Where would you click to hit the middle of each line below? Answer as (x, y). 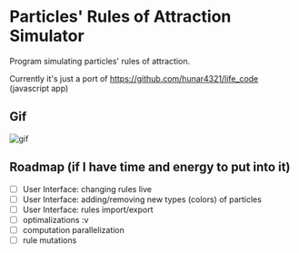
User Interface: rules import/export (88, 209)
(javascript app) (39, 88)
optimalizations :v (55, 219)
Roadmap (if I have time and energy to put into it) (150, 167)
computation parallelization (74, 229)
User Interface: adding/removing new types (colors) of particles (142, 199)
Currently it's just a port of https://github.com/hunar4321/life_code (134, 78)
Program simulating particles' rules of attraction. (100, 61)
